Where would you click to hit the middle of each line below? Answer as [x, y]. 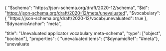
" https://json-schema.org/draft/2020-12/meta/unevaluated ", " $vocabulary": [83, 13]
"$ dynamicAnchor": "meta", [33, 23]
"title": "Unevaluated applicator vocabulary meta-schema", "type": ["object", [83, 33]
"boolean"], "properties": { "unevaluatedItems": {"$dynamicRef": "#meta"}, [82, 38]
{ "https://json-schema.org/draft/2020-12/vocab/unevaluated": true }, [76, 18]
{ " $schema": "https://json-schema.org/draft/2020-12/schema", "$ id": [77, 8]
